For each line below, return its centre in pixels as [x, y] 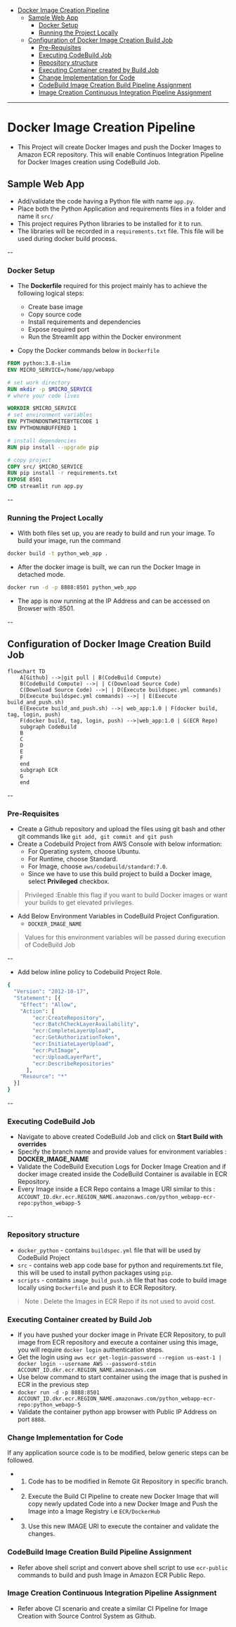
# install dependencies [42, 441]
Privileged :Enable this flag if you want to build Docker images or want [126, 895]
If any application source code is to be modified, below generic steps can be [118, 1453]
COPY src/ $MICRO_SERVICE [45, 467]
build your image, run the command [69, 541]
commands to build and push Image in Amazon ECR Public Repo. [111, 1575]
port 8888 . [32, 1419]
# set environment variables [50, 415]
